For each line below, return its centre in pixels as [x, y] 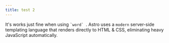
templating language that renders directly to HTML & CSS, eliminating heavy [85, 30]
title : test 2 [20, 10]
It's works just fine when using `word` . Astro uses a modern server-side [80, 24]
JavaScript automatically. [32, 35]
